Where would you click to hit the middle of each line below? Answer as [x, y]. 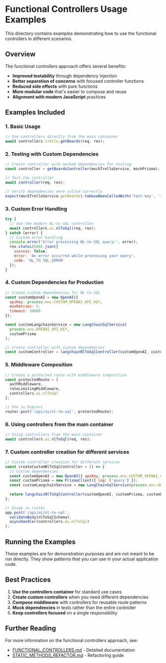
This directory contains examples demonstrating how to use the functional [81, 33]
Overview [21, 54]
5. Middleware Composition [39, 365]
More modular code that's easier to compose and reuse [69, 91]
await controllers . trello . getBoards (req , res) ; [55, 141]
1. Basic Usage [23, 126]
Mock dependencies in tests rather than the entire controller [74, 608]
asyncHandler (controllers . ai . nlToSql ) [50, 522]
